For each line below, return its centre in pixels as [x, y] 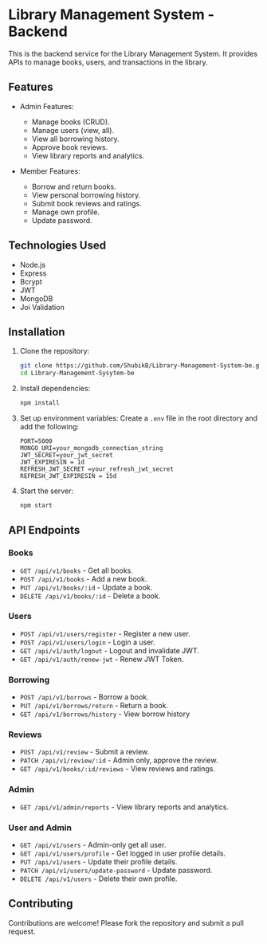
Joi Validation [42, 307]
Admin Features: [47, 106]
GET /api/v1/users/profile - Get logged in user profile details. [123, 853]
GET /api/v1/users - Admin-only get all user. [93, 845]
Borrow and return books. [74, 186]
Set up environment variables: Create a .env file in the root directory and [138, 418]
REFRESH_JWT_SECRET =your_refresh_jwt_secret [96, 469]
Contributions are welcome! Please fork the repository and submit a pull [126, 922]
